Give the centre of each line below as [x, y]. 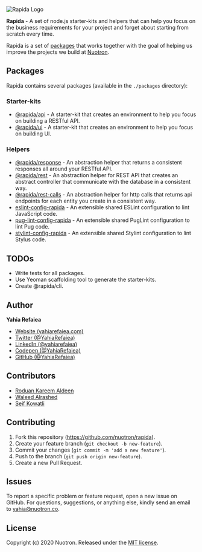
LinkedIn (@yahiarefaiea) [46, 344]
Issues [19, 482]
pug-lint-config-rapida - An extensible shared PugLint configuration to [102, 220]
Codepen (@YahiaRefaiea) [48, 351]
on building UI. [33, 134]
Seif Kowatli [30, 403]
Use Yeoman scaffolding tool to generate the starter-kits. [86, 280]
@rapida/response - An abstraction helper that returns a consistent [98, 163]
